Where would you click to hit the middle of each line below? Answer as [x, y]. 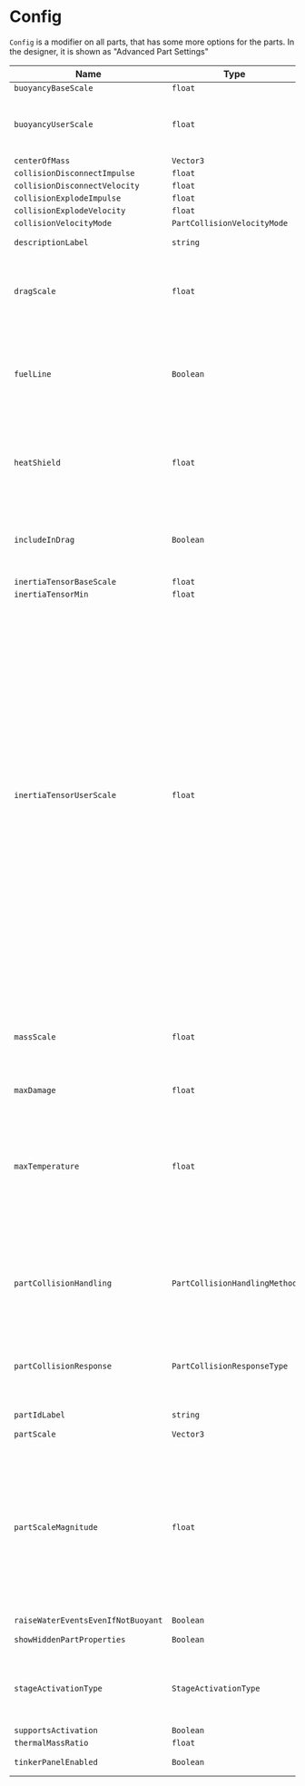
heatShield [37, 462]
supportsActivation [56, 1730]
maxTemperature [47, 1166]
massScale [35, 1036]
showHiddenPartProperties [70, 1639]
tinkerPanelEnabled [56, 1762]
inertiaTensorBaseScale [65, 582]
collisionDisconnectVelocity [77, 185]
